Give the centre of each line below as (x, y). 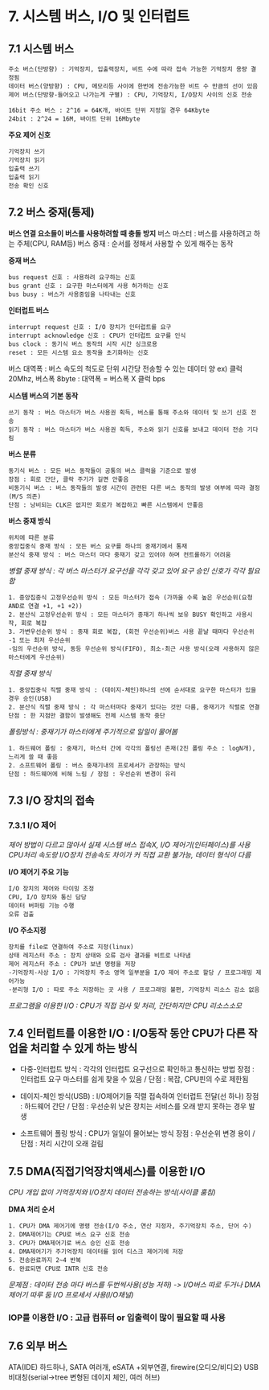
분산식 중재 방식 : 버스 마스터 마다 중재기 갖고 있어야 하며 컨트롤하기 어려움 (120, 555)
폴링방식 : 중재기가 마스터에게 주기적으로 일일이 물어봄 (93, 731)
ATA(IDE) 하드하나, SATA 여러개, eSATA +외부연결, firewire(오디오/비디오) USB (133, 1367)
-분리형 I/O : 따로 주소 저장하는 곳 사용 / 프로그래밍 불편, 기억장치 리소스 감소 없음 (134, 989)
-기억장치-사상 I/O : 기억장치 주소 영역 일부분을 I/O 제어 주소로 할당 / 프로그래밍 (130, 973)
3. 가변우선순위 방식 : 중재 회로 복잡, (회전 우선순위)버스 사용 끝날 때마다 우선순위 (131, 631)
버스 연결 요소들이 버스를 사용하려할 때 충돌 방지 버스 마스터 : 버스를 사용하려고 (130, 233)
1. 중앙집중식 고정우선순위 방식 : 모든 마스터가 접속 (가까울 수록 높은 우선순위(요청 (130, 597)
